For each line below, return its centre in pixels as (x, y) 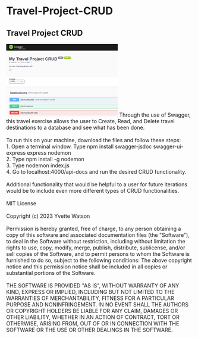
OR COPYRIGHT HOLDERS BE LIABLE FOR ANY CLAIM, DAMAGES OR (92, 311)
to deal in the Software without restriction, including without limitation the (96, 242)
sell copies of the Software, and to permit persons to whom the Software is (98, 254)
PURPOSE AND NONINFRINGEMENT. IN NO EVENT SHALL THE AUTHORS (98, 305)
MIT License (21, 204)
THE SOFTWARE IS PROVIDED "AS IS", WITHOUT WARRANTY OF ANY (93, 286)
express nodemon (49, 153)
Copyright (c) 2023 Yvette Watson (48, 216)
